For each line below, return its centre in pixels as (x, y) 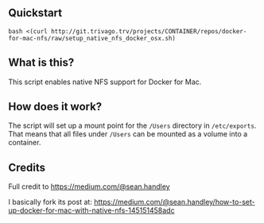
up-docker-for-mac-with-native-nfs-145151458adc (91, 210)
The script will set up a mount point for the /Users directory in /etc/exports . (132, 125)
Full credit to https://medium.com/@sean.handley (89, 186)
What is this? (41, 63)
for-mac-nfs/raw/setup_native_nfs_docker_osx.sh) (92, 38)
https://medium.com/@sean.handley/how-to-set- (175, 202)
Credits (27, 167)
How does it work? (55, 107)
